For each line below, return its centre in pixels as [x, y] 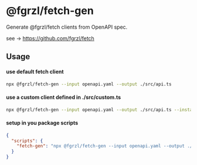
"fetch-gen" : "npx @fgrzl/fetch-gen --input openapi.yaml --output [101, 146]
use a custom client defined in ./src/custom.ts [64, 97]
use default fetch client [35, 71]
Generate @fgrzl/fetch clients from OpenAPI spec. [67, 27]
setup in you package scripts [42, 123]
